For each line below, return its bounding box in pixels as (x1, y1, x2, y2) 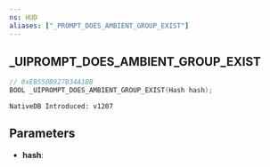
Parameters (9, 126, 76, 141)
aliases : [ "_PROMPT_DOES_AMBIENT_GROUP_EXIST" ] (9, 21, 190, 30)
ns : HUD (9, 12, 38, 22)
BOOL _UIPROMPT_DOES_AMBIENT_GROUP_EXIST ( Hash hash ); (9, 86, 214, 95)
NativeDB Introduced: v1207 (9, 102, 114, 111)
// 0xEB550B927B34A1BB (9, 77, 94, 87)
